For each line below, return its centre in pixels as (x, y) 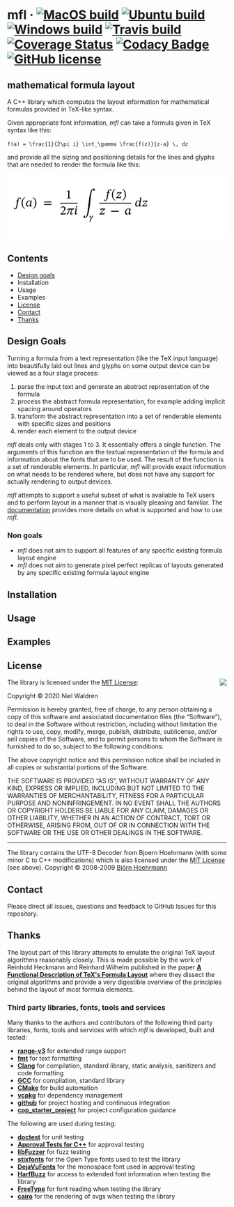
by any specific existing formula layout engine (83, 573)
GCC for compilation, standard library (71, 1081)
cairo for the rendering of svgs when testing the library (96, 1197)
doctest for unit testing (50, 1137)
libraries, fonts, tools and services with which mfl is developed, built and (111, 1030)
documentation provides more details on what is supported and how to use (115, 509)
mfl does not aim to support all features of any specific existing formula (120, 551)
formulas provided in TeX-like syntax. (61, 109)
